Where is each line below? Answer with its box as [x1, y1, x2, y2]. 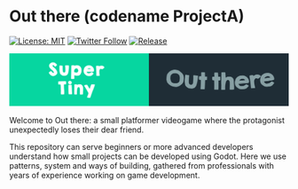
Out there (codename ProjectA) [9, 6, 245, 27]
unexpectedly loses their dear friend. [9, 124, 145, 135]
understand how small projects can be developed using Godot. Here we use [9, 151, 286, 161]
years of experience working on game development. [9, 169, 200, 180]
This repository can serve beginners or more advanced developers [9, 141, 254, 152]
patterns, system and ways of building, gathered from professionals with [9, 160, 275, 170]
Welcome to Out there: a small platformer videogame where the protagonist [9, 114, 286, 125]
